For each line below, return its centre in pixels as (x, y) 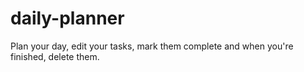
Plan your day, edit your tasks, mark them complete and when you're (152, 46)
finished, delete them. (55, 56)
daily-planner (67, 18)
